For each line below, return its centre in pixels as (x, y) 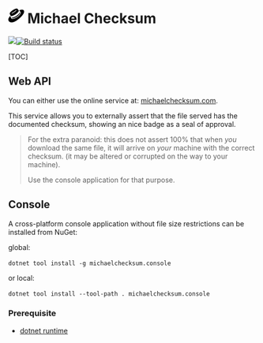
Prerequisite (32, 313)
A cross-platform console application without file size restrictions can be (126, 223)
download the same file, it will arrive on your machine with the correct (141, 147)
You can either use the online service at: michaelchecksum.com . (113, 100)
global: (19, 247)
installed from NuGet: (43, 232)
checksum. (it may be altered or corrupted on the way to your (128, 156)
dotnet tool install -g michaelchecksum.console (90, 263)
